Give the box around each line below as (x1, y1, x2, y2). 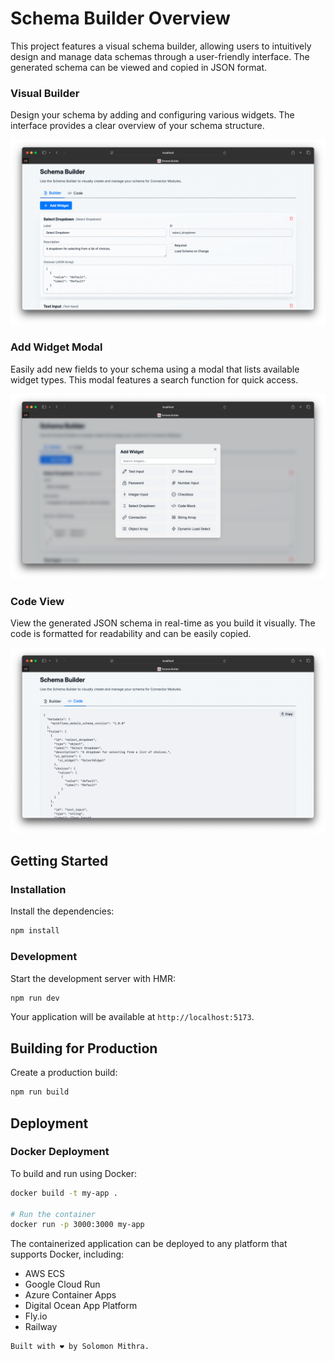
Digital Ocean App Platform (24, 1300, 138, 1312)
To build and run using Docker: (10, 1167, 138, 1179)
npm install (10, 926, 60, 936)
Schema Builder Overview (10, 7, 231, 30)
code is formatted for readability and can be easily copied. (10, 628, 252, 640)
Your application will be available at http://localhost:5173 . (10, 1011, 255, 1023)
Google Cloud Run (24, 1278, 101, 1291)
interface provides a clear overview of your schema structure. (10, 120, 265, 132)
